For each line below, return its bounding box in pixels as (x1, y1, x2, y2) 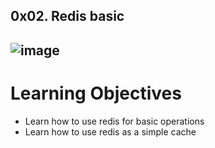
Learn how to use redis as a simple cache (24, 125, 197, 138)
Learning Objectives (10, 82, 182, 104)
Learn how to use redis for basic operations (24, 115, 205, 127)
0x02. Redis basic (10, 8, 125, 25)
